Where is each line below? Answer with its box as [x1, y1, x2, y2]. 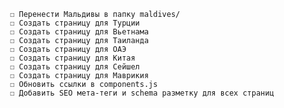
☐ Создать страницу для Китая [9, 53, 136, 63]
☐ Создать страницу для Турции [9, 18, 140, 28]
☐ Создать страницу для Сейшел [9, 62, 140, 72]
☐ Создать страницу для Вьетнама [9, 27, 150, 37]
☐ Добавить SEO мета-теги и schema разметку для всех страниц [9, 88, 275, 98]
